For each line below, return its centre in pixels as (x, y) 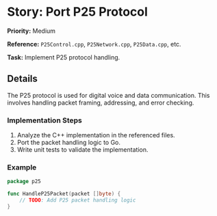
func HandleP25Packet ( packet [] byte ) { (64, 194)
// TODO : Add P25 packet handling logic (78, 200)
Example (22, 167)
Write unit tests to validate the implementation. (82, 150)
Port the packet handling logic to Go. (69, 143)
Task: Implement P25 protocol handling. (64, 57)
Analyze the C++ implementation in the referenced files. (96, 135)
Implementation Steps (44, 120)
